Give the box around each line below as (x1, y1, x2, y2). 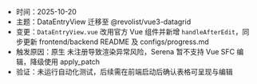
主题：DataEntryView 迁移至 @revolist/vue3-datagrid (15, 17, 192, 26)
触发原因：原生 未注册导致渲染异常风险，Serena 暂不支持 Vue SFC (15, 47, 235, 56)
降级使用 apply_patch (30, 57, 101, 66)
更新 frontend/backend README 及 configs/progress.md (22, 37, 209, 46)
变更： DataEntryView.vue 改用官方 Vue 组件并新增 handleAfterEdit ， (15, 27, 243, 36)
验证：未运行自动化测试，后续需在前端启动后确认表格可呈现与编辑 (15, 67, 233, 76)
